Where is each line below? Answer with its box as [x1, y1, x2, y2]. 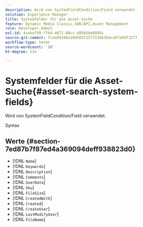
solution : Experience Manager [5, 12, 68, 17]
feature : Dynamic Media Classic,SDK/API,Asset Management [5, 21, 128, 26]
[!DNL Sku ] [12, 184, 34, 190]
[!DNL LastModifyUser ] [12, 211, 59, 217]
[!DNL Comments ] [12, 174, 45, 180]
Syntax [5, 122, 20, 128]
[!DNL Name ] [12, 158, 36, 164]
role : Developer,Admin [5, 26, 52, 31]
